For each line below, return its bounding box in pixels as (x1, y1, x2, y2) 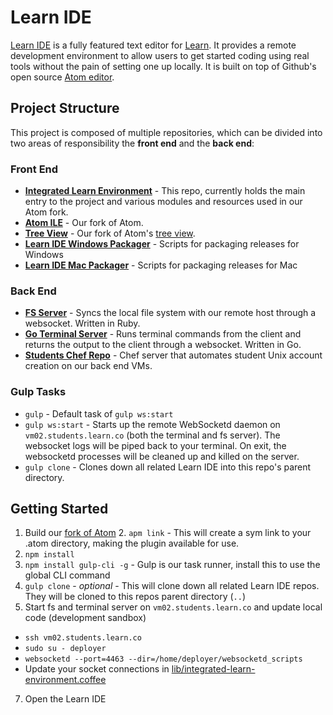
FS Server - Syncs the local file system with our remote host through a (24, 307, 317, 319)
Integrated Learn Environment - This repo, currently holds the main (24, 185, 306, 197)
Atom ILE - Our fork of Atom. (24, 217, 144, 229)
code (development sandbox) (24, 612, 147, 624)
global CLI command (24, 569, 111, 581)
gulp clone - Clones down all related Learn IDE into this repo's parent (24, 461, 312, 473)
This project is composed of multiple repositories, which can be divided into (10, 126, 323, 138)
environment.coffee (24, 674, 107, 686)
